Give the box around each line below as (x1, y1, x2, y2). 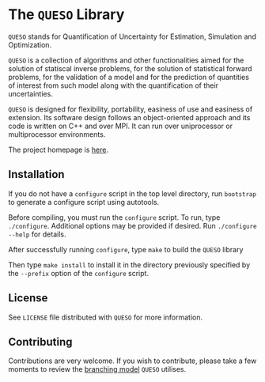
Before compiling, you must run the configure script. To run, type (8, 212, 221, 222)
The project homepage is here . (8, 145, 109, 154)
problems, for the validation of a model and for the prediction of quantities (8, 72, 249, 81)
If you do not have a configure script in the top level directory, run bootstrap (8, 188, 257, 199)
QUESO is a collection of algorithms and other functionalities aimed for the (8, 55, 244, 65)
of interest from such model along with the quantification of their (8, 81, 219, 90)
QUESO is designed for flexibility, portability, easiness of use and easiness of (8, 104, 253, 114)
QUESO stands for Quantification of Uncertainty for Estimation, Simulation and (8, 32, 257, 41)
